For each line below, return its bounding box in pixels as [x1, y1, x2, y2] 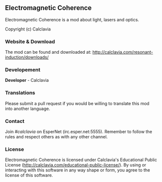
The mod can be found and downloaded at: [5, 49, 92, 55]
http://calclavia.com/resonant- [92, 49, 153, 55]
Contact [5, 118, 25, 124]
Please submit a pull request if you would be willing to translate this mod [5, 100, 149, 106]
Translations [5, 90, 35, 96]
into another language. [5, 106, 50, 111]
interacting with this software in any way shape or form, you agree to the [5, 167, 150, 173]
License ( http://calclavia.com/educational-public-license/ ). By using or [5, 162, 146, 168]
